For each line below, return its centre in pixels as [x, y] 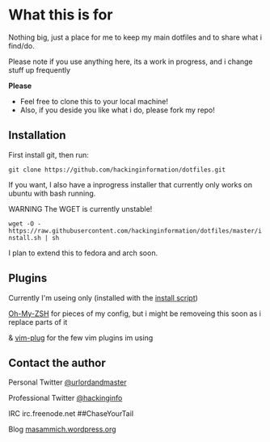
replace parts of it [38, 322]
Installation [37, 135]
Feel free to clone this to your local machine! [94, 101]
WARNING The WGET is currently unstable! [80, 208]
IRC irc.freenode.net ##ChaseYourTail [71, 414]
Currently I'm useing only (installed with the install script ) [103, 297]
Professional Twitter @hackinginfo [65, 398]
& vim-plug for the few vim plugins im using [81, 338]
